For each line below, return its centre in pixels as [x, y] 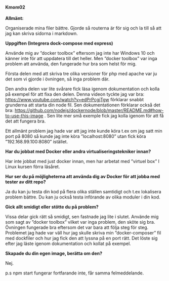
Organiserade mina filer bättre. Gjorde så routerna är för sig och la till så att [83, 28]
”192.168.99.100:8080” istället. [37, 142]
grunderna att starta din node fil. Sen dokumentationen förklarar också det [83, 105]
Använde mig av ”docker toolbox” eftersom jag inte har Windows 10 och [80, 53]
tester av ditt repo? [26, 182]
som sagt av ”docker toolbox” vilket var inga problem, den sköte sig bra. [80, 222]
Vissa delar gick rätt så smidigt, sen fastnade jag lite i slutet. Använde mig [82, 217]
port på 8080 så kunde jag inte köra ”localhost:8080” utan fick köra [76, 136]
